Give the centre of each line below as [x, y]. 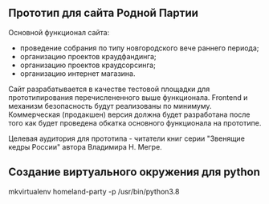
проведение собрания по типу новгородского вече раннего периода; [139, 48]
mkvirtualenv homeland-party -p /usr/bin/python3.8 [94, 191]
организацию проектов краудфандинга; [88, 56]
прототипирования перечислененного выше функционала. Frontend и [128, 97]
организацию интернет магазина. [77, 73]
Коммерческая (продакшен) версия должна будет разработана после [129, 114]
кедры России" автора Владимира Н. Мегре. [85, 146]
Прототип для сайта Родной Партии [104, 13]
